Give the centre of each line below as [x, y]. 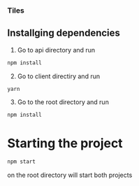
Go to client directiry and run [58, 76]
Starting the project [65, 143]
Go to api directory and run [56, 50]
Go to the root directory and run [63, 102]
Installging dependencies [64, 33]
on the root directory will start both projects [70, 175]
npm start [22, 162]
